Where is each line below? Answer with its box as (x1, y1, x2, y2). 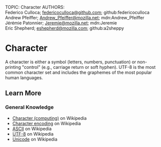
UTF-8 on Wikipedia (12, 131, 54, 137)
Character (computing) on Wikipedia (12, 115, 87, 121)
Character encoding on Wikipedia (12, 120, 81, 126)
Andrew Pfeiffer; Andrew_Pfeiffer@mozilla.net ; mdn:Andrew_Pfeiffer (5, 15, 145, 20)
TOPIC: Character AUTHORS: (5, 4, 65, 10)
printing (5, 64, 21, 70)
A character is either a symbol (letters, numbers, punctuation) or (5, 59, 136, 65)
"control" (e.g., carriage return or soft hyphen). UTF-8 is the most (22, 64, 156, 70)
